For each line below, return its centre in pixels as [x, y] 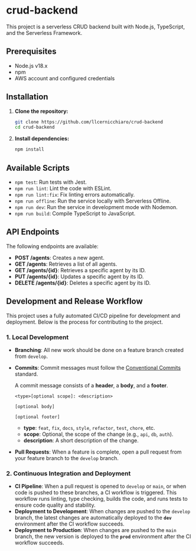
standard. [26, 374]
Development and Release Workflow [74, 301]
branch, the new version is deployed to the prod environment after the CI [103, 537]
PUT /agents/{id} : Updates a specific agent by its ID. [79, 276]
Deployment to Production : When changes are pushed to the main [96, 530]
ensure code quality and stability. [55, 505]
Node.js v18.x [31, 66]
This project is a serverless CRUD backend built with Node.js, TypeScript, [95, 27]
